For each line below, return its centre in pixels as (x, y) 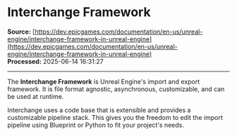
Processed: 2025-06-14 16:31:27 (55, 61)
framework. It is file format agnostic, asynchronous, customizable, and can (116, 89)
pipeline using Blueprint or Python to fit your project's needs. (96, 125)
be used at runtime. (36, 96)
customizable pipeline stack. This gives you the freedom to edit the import (115, 117)
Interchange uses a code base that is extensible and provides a (99, 110)
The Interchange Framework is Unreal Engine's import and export (103, 81)
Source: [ (21, 32)
